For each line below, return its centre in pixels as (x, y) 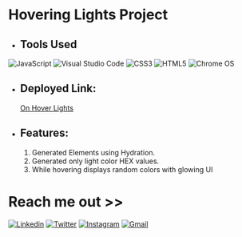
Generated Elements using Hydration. (93, 152)
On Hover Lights (47, 108)
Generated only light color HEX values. (95, 161)
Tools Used (48, 44)
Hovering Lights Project (88, 15)
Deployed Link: (58, 88)
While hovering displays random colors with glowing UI (122, 169)
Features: (44, 133)
